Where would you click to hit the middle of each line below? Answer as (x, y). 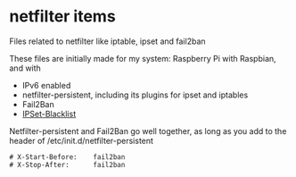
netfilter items (62, 17)
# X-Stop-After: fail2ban (67, 164)
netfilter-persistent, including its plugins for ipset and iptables (135, 95)
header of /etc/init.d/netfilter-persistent (82, 140)
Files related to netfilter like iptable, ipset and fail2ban (108, 41)
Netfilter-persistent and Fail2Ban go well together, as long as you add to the (148, 131)
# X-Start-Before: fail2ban (67, 157)
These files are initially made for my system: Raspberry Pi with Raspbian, (143, 58)
